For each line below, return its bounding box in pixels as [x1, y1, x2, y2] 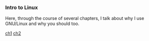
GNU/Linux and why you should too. [5, 20, 79, 26]
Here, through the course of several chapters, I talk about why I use [5, 15, 144, 21]
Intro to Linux [5, 4, 38, 11]
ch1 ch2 [5, 30, 21, 36]
